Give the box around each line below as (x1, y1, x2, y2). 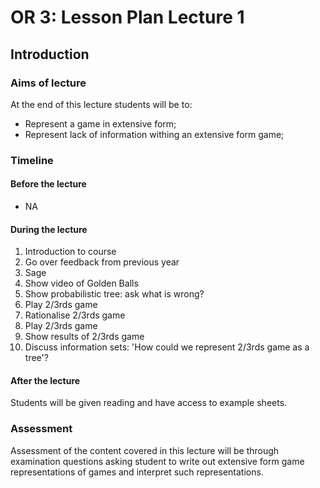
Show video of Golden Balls (24, 277, 139, 290)
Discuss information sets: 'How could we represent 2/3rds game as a (24, 341, 310, 353)
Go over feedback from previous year (24, 256, 180, 268)
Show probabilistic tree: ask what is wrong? (24, 288, 205, 300)
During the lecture (10, 223, 88, 235)
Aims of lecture (10, 76, 87, 90)
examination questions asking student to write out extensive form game (10, 455, 305, 467)
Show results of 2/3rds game (24, 331, 145, 343)
